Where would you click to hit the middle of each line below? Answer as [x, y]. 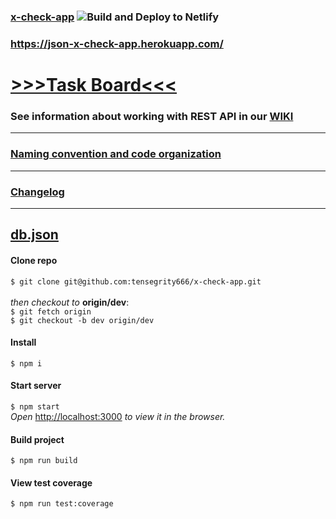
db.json [34, 235]
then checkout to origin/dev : [70, 302]
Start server [36, 386]
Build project [37, 439]
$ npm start [35, 406]
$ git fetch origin [51, 311]
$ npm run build [44, 461]
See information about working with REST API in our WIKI [152, 116]
